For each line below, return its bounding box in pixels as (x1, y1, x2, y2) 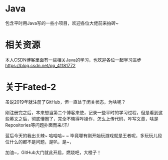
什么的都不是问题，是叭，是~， (9, 139, 74, 145)
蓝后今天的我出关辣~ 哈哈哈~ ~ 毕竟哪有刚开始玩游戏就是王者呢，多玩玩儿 (5, 133, 158, 139)
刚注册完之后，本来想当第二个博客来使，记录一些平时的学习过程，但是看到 (5, 109, 158, 115)
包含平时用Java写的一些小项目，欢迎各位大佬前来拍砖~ (5, 20, 119, 26)
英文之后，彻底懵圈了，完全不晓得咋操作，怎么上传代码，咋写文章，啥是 (9, 116, 158, 122)
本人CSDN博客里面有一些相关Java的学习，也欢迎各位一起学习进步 (5, 57, 141, 63)
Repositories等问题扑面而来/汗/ (5, 122, 69, 128)
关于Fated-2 (5, 82, 56, 93)
